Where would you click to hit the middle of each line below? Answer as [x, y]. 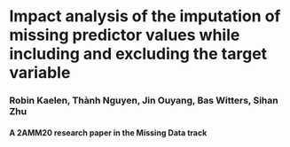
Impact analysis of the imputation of [145, 16]
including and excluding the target [138, 54]
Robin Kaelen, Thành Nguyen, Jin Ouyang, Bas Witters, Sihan [144, 101]
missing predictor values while [125, 35]
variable [40, 73]
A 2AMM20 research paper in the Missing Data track [108, 132]
